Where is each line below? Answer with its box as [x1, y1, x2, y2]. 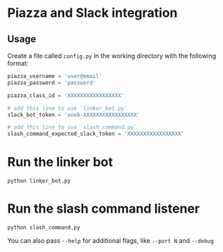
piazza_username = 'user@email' [7, 73, 102, 80]
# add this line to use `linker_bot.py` [7, 104, 128, 112]
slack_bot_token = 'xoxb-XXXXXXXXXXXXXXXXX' [7, 111, 140, 118]
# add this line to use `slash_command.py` [7, 124, 138, 131]
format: [7, 59, 29, 68]
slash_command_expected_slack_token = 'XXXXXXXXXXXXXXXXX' [7, 130, 185, 138]
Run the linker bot [7, 154, 113, 170]
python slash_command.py [7, 224, 80, 231]
